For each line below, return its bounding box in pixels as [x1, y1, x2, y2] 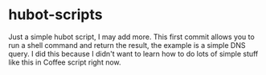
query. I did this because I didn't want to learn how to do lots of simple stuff [8, 49, 259, 58]
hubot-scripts [8, 6, 103, 24]
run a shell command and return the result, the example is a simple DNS [8, 40, 246, 49]
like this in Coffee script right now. [8, 57, 122, 67]
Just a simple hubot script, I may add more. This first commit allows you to [8, 32, 255, 41]
